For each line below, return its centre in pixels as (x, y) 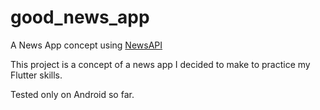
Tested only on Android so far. (72, 94)
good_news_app (80, 17)
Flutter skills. (36, 75)
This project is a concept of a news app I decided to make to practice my (160, 64)
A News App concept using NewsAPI (86, 45)
